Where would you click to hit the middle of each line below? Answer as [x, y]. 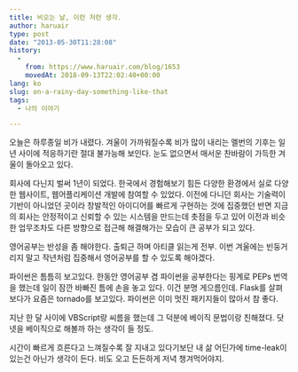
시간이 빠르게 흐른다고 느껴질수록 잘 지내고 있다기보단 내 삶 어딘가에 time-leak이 [148, 348]
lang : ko [25, 83]
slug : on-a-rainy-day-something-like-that [89, 91]
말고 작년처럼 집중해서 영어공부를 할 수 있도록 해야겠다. [120, 257]
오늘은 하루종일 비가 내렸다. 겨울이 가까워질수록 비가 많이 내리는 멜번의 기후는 [143, 142]
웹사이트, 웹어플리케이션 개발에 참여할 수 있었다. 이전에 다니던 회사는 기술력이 [152, 194]
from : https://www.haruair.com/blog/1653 [102, 67]
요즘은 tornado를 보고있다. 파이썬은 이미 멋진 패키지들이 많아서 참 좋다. [156, 299]
